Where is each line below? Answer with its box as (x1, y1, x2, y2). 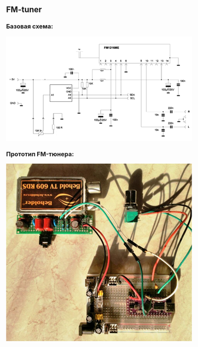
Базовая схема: (6, 22, 54, 31)
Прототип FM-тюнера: (6, 150, 74, 158)
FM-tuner (6, 5, 42, 15)
